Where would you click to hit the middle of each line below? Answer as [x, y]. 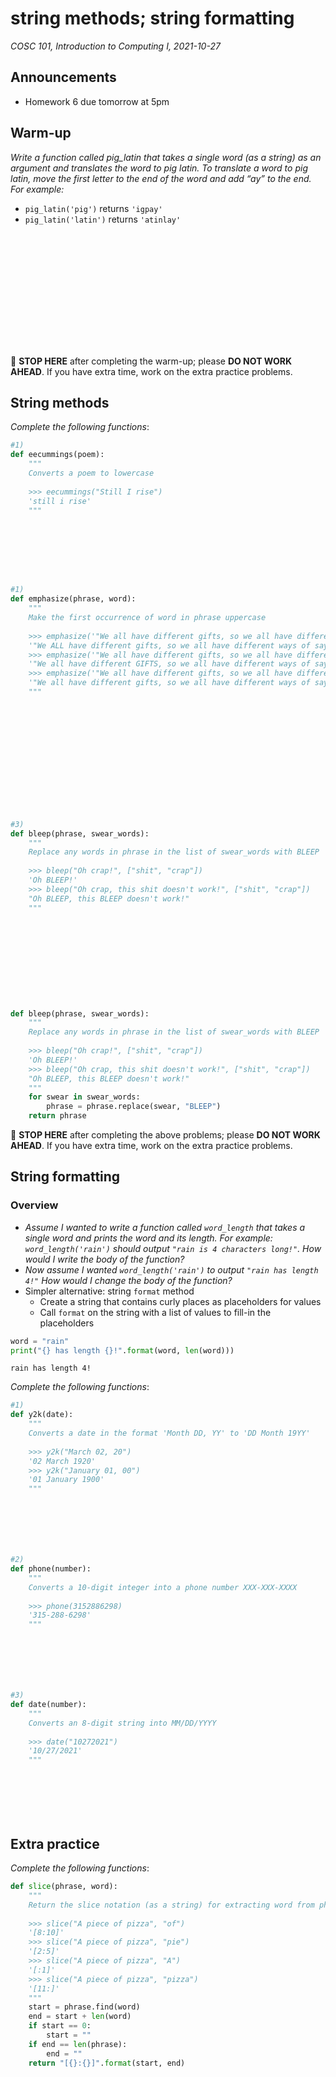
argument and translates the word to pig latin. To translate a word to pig [159, 168]
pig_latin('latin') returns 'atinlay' [103, 219]
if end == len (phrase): [78, 2044]
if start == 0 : [60, 2026]
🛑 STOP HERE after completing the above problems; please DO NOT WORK [165, 1135]
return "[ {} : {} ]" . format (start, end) [107, 2063]
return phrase [57, 1116]
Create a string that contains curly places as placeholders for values [180, 1301]
